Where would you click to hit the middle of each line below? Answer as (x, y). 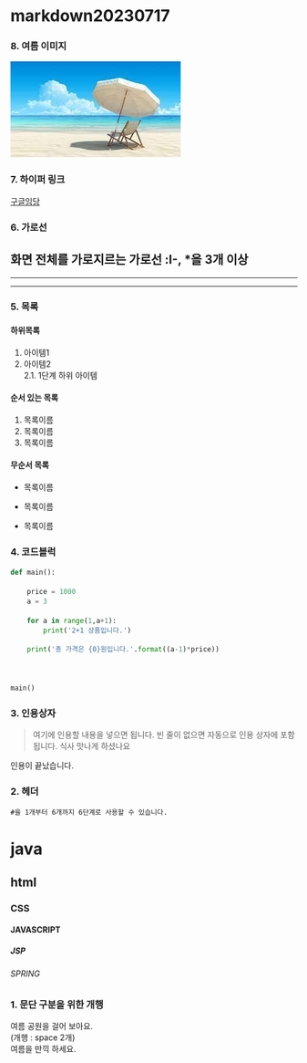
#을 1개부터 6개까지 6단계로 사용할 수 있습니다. (89, 813)
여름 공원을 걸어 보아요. (52, 1027)
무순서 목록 (30, 465)
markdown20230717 (91, 16)
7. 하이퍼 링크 (38, 180)
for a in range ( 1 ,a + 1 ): (72, 620)
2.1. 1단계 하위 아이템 (61, 375)
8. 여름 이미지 (39, 47)
